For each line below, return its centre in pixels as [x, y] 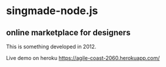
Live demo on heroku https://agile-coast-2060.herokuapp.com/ [83, 58]
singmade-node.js [52, 11]
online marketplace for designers [68, 33]
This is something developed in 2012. [51, 46]
